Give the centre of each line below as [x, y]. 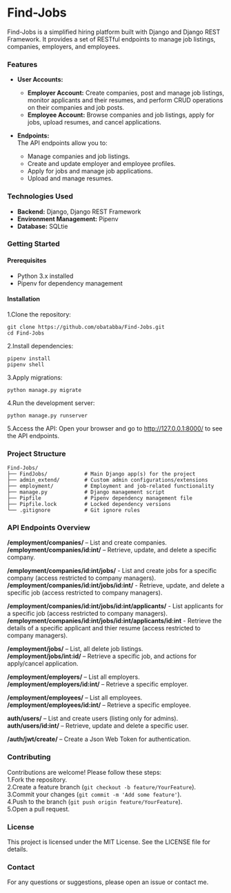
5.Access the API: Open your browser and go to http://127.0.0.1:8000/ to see [115, 428]
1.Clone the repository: [39, 314]
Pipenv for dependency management [70, 283]
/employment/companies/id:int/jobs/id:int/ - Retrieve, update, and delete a [116, 585]
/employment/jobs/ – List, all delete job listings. [75, 649]
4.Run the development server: [51, 403]
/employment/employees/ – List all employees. [75, 698]
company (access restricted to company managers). [82, 578]
